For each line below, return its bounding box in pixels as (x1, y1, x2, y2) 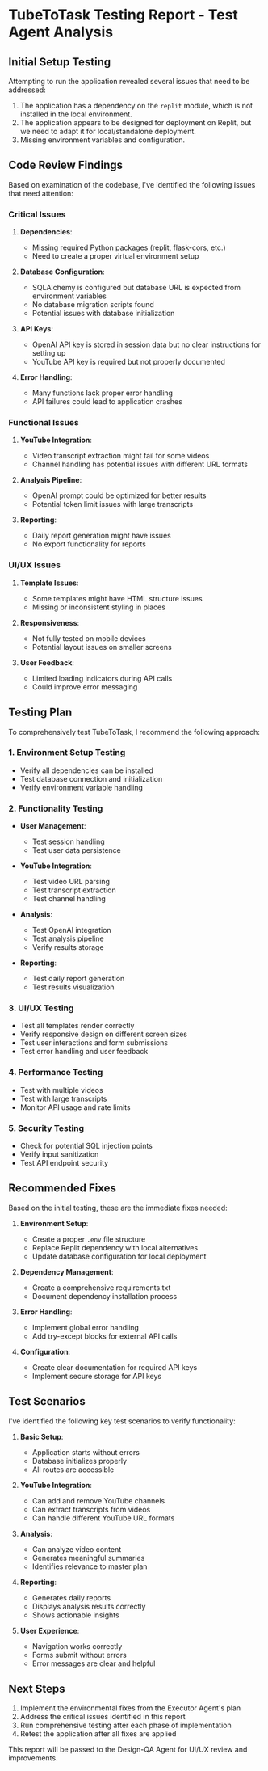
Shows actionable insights (31, 1610, 119, 1620)
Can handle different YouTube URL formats (31, 1513, 175, 1523)
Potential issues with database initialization (31, 309, 175, 318)
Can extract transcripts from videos (31, 1504, 151, 1514)
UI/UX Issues (8, 559, 61, 571)
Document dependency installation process (31, 1291, 178, 1301)
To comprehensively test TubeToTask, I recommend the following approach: (8, 727, 261, 736)
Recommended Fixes (8, 1182, 117, 1195)
